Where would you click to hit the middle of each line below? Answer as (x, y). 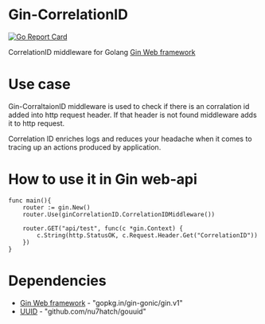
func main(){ (30, 201)
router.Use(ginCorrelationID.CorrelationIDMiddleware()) (119, 214)
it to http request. (37, 123)
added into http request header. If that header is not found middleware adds (132, 115)
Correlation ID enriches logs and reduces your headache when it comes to (130, 139)
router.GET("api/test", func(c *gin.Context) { (103, 228)
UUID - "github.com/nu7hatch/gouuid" (83, 311)
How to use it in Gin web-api (103, 180)
